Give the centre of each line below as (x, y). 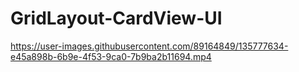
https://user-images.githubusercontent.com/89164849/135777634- (149, 46)
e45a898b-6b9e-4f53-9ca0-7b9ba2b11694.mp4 (111, 56)
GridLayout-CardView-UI (116, 18)
